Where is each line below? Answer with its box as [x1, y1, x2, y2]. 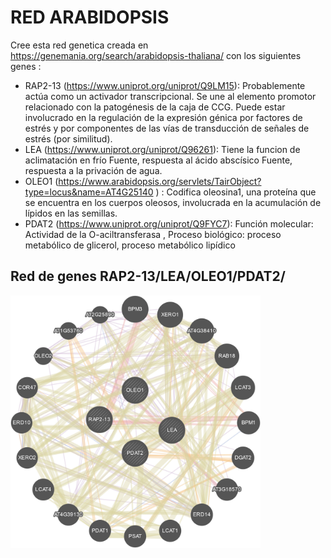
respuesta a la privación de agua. [24, 164, 163, 176]
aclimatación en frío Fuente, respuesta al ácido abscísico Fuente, [24, 154, 293, 166]
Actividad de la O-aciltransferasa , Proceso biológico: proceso [24, 228, 282, 240]
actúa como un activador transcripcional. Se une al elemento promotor [24, 90, 317, 102]
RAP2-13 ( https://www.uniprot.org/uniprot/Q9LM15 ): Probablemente [24, 79, 306, 91]
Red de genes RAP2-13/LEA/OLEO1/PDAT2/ [10, 268, 286, 285]
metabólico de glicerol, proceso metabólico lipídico [24, 239, 236, 251]
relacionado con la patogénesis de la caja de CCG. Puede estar [24, 101, 286, 113]
